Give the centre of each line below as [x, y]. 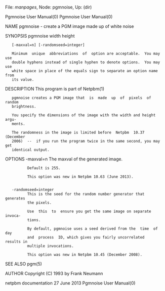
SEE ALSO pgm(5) [23, 264]
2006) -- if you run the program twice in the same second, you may [86, 141]
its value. [23, 80]
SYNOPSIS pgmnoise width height [40, 36]
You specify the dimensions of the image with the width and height [83, 115]
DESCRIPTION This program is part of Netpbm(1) [55, 89]
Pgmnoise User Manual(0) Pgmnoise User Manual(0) [59, 17]
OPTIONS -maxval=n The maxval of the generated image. [64, 159]
